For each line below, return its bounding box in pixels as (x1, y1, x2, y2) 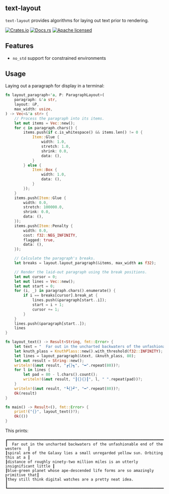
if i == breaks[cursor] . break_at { (23, 293, 98, 298)
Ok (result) (14, 390, 37, 396)
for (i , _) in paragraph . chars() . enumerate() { (14, 288, 116, 293)
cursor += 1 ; (32, 307, 59, 312)
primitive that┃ (5, 472, 39, 478)
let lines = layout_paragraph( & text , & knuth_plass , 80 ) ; (14, 353, 136, 358)
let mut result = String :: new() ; (14, 358, 84, 363)
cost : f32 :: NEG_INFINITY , (23, 233, 78, 238)
